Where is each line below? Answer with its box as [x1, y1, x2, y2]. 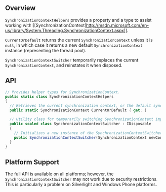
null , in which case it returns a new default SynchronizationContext [5, 42, 143, 48]
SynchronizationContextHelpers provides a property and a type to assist [5, 17, 152, 23]
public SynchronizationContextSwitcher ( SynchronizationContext [14, 135, 147, 140]
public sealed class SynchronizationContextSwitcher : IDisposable [9, 121, 152, 126]
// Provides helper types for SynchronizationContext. [5, 90, 121, 95]
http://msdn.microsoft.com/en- [85, 22, 149, 28]
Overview [5, 4, 36, 12]
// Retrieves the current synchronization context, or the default [9, 103, 152, 108]
